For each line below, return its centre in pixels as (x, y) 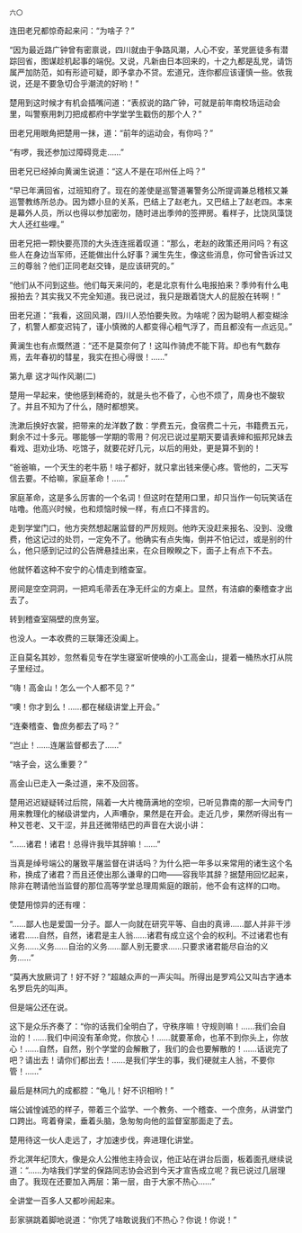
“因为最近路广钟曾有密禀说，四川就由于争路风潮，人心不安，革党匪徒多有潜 (149, 49)
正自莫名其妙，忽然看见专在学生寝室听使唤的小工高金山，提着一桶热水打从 (147, 657)
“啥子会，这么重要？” (49, 764)
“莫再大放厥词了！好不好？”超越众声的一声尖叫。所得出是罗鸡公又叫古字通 (147, 976)
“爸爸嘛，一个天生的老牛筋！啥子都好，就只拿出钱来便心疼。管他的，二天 (145, 467)
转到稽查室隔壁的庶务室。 (57, 619)
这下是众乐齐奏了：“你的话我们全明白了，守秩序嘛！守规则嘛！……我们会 (144, 1026)
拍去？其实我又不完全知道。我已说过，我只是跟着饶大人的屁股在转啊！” (149, 296)
